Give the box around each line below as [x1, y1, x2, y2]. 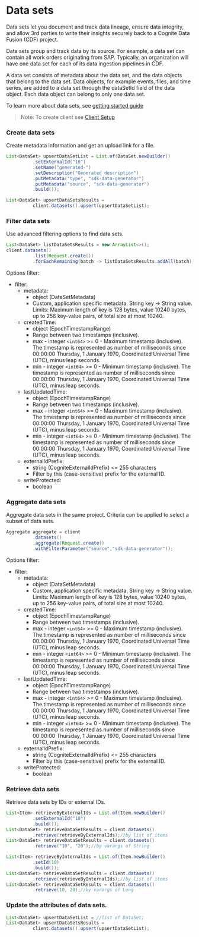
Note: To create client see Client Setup [20, 114, 115, 121]
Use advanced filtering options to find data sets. [6, 230, 124, 238]
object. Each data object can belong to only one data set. [6, 90, 146, 98]
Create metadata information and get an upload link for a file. [6, 142, 155, 149]
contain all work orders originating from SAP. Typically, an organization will [6, 54, 189, 61]
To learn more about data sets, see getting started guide [6, 102, 144, 109]
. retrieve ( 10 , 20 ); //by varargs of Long [32, 887, 134, 893]
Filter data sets [6, 217, 50, 225]
